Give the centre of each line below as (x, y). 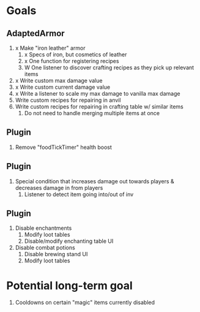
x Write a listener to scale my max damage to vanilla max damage (98, 93)
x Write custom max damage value (59, 81)
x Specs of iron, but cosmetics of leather (76, 55)
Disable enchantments (43, 228)
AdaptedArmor (36, 33)
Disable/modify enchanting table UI (69, 241)
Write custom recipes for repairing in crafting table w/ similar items (99, 107)
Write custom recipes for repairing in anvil (68, 100)
